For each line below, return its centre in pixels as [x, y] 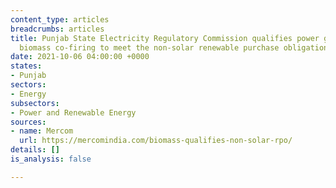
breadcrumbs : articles [57, 29]
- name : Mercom [42, 131]
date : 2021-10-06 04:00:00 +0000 [80, 57]
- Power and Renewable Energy [73, 112]
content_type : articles [60, 19]
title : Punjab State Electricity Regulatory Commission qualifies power [165, 38]
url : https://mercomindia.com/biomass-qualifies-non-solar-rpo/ [156, 141]
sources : [28, 122]
